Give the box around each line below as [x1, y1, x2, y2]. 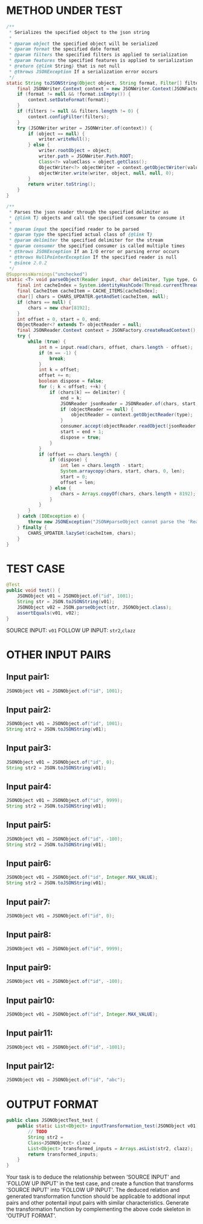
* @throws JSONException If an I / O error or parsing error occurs [8, 249, 180, 255]
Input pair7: [6, 897, 51, 907]
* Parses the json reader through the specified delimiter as [8, 209, 169, 215]
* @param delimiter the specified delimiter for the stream [8, 237, 164, 243]
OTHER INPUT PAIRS [6, 647, 111, 661]
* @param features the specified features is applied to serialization [8, 58, 193, 64]
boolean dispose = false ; [38, 378, 104, 385]
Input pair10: [6, 995, 56, 1005]
